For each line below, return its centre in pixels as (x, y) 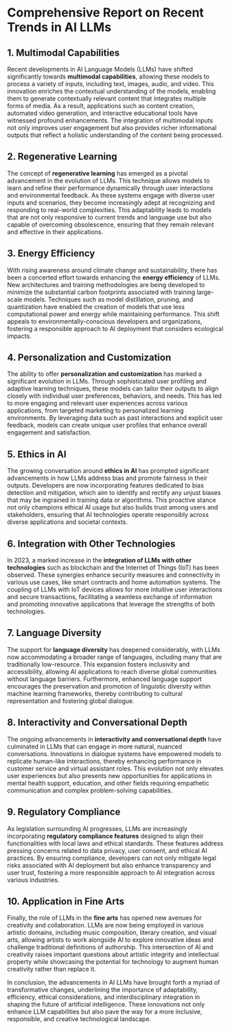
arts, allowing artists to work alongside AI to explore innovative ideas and (111, 940)
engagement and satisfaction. (49, 432)
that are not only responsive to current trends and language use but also (109, 217)
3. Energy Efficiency (51, 254)
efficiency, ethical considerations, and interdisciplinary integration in (104, 997)
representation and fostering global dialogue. (71, 701)
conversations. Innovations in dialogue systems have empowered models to (114, 754)
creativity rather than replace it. (51, 969)
